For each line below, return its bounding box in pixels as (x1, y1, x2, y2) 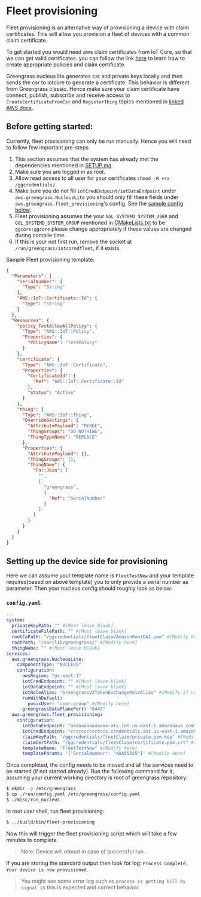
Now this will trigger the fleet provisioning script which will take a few (6, 829, 178, 837)
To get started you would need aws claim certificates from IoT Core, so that (6, 48, 193, 55)
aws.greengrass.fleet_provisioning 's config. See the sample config (14, 200, 184, 207)
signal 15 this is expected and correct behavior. (20, 883, 140, 891)
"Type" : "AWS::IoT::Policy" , (22, 329, 95, 335)
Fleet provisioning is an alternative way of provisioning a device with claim (6, 24, 190, 31)
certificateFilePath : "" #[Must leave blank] (11, 629, 127, 635)
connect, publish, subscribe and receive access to (6, 91, 130, 99)
